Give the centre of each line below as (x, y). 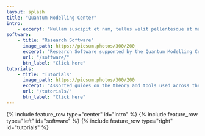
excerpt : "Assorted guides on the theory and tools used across (106, 86)
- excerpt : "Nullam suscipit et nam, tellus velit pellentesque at (105, 29)
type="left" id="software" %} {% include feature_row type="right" (90, 121)
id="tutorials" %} (28, 127)
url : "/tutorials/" (47, 91)
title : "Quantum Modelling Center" (52, 18)
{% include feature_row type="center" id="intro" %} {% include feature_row (102, 114)
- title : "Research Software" (56, 40)
